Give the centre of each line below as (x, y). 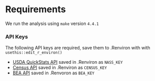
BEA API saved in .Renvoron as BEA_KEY (54, 73)
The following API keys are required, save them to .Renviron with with (78, 48)
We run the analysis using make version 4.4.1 (52, 23)
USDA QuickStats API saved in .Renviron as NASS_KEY (68, 62)
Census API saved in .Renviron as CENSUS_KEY (60, 68)
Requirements (36, 9)
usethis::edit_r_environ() (34, 53)
